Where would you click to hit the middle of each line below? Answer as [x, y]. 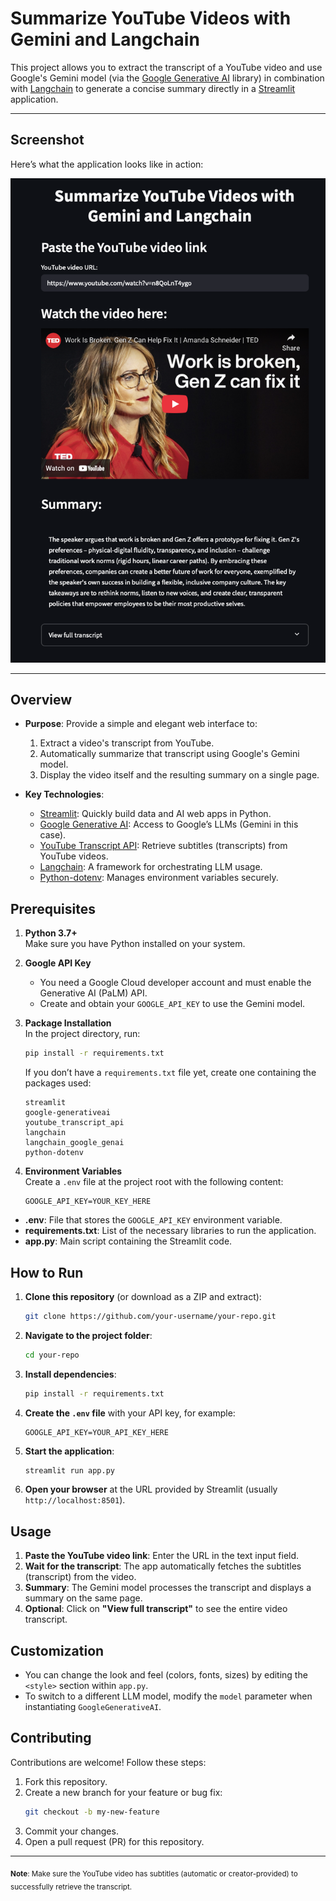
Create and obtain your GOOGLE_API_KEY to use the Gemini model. [172, 1004]
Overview [41, 700]
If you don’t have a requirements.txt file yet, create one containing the [170, 1073]
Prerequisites [53, 908]
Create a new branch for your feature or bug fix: [123, 1792]
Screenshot [47, 140]
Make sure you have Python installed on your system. [135, 944]
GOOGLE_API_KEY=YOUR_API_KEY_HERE [96, 1432]
